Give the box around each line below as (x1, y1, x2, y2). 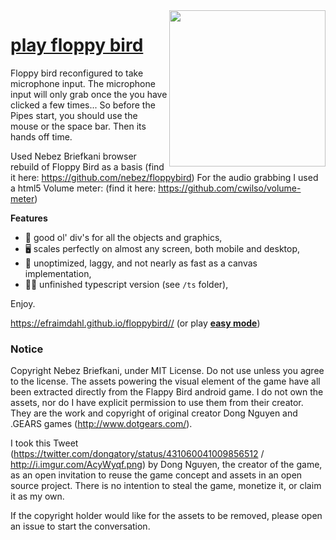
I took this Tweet (10, 437, 79, 449)
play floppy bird (10, 34, 144, 57)
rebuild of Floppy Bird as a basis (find (10, 160, 165, 173)
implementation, (24, 267, 92, 279)
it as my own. (10, 490, 65, 503)
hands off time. (10, 130, 73, 143)
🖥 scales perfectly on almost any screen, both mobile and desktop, (24, 242, 301, 254)
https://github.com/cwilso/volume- (158, 182, 302, 194)
